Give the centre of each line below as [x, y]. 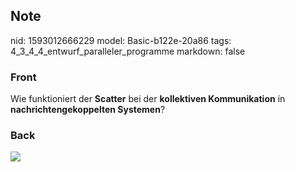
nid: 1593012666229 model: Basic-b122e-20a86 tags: [121, 40]
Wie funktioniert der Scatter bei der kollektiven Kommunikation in [148, 99]
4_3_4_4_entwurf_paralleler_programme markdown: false [128, 51]
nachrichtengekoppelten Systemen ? [88, 110]
